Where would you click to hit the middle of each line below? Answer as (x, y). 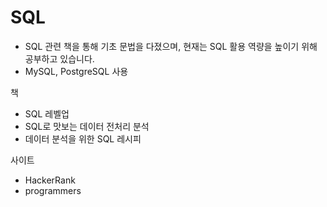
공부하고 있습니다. (59, 58)
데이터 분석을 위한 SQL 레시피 (83, 138)
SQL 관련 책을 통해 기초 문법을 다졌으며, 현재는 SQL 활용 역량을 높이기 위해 (171, 46)
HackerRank (50, 180)
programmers (53, 190)
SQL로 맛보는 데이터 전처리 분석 (87, 126)
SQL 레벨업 (47, 113)
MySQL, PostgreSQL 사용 (76, 71)
